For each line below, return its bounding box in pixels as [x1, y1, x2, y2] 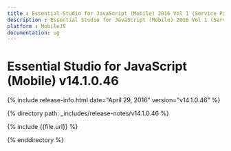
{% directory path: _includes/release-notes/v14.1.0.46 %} [7, 109, 170, 117]
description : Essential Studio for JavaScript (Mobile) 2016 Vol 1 [7, 16, 208, 23]
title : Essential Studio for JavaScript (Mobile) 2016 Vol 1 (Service [7, 10, 217, 17]
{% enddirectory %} [7, 136, 64, 144]
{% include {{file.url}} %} [7, 123, 78, 131]
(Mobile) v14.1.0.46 [7, 73, 119, 89]
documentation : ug [7, 29, 60, 36]
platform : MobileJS [7, 23, 67, 30]
